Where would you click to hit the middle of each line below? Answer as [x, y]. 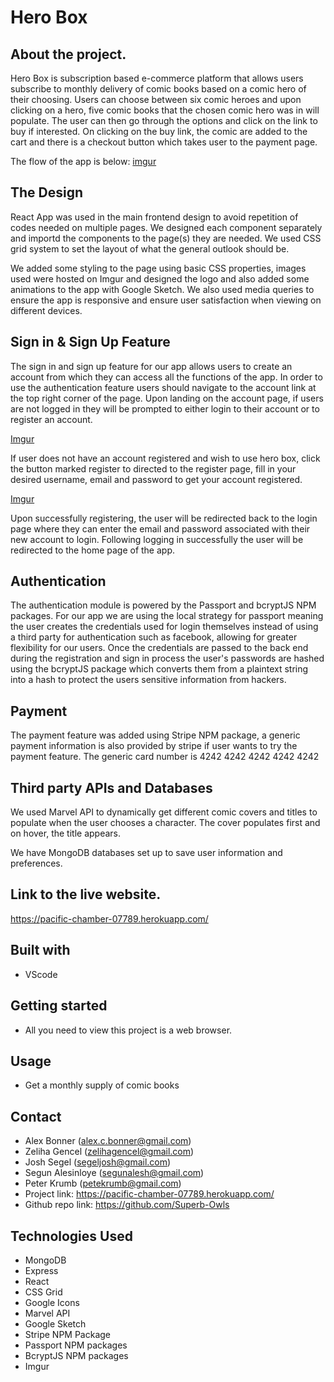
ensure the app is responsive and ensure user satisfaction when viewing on [166, 300]
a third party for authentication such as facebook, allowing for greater [154, 637]
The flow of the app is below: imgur [83, 161]
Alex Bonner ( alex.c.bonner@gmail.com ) [108, 1141]
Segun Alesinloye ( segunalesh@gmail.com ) [114, 1173]
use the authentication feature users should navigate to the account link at [163, 387]
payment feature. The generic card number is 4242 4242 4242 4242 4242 [165, 757]
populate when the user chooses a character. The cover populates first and [165, 823]
